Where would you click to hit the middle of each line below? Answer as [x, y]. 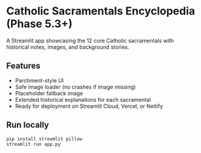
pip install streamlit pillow [44, 139]
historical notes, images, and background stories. [68, 47]
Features [23, 66]
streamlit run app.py [34, 145]
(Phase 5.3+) [39, 24]
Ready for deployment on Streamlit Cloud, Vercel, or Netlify [89, 106]
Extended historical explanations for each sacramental [83, 99]
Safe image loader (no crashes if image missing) [75, 87]
